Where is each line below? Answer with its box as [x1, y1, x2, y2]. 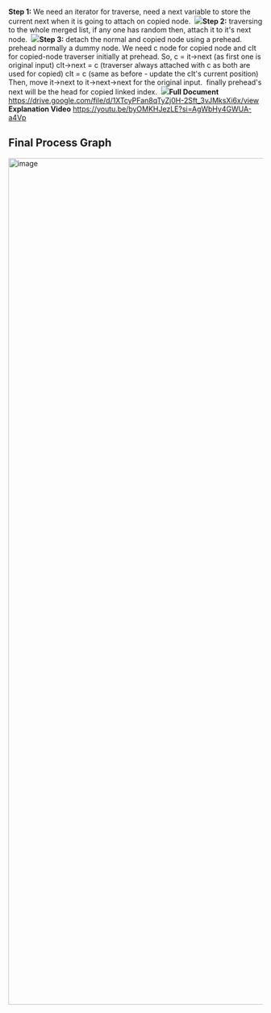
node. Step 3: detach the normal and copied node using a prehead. [8, 35, 243, 44]
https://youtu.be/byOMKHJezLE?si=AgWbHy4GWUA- [72, 104, 252, 114]
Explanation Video [8, 104, 71, 114]
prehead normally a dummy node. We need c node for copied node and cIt [8, 44, 256, 52]
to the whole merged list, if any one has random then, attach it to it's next [8, 25, 252, 35]
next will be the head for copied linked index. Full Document [8, 87, 219, 96]
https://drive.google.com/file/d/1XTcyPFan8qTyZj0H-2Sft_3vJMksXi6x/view [8, 96, 260, 105]
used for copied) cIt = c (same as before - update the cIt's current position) [8, 69, 259, 78]
